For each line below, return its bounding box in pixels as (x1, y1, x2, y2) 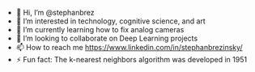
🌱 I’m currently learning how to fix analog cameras (15, 25, 185, 34)
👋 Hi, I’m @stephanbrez (15, 8, 95, 17)
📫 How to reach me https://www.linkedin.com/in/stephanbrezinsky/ (15, 43, 243, 52)
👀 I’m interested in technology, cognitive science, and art (15, 16, 206, 26)
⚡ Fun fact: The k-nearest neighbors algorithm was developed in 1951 (15, 55, 248, 64)
